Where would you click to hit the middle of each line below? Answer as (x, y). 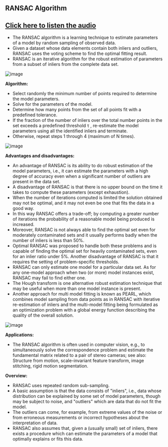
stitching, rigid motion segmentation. (50, 366)
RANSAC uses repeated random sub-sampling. (61, 386)
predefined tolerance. (35, 115)
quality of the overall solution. (43, 315)
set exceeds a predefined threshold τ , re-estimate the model (75, 126)
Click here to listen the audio (51, 25)
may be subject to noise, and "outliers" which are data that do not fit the (87, 402)
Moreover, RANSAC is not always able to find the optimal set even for (84, 230)
